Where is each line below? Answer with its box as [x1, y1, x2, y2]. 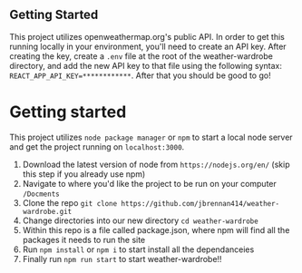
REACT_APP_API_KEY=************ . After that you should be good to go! [9, 70, 271, 81]
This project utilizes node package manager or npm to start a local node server [9, 132, 293, 142]
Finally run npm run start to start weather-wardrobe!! [22, 253, 222, 264]
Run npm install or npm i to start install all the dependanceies [22, 244, 255, 255]
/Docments [22, 190, 61, 199]
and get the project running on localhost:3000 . [9, 141, 185, 152]
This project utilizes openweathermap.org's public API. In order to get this [9, 31, 286, 42]
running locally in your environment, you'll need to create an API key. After [9, 41, 287, 52]
